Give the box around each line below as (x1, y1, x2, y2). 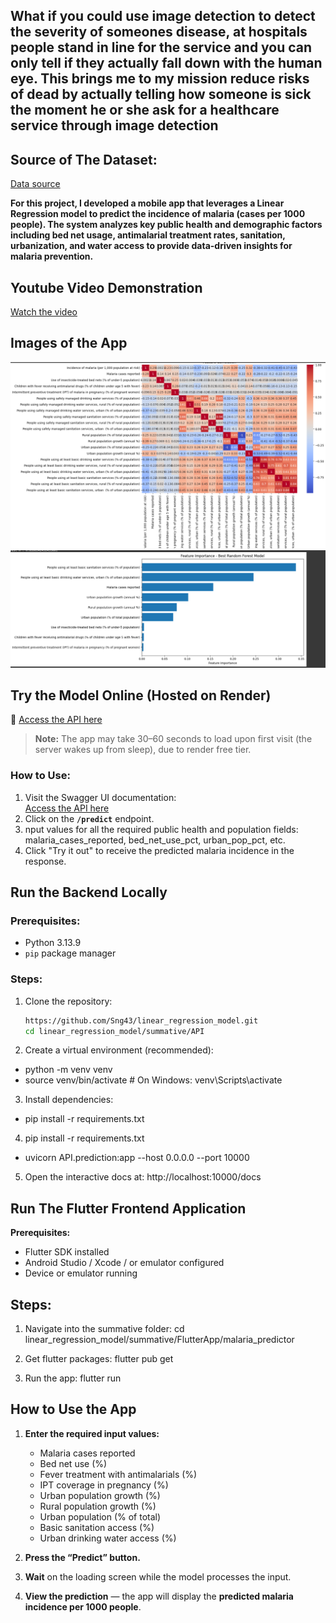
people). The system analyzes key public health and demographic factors (10, 219, 323, 231)
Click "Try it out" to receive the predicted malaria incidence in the (24, 844, 295, 856)
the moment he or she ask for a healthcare (10, 102, 280, 119)
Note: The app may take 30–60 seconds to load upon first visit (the (34, 733, 313, 745)
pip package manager (24, 947, 117, 959)
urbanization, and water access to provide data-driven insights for (10, 240, 293, 252)
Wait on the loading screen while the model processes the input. (24, 1570, 292, 1583)
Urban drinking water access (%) (39, 1532, 177, 1544)
